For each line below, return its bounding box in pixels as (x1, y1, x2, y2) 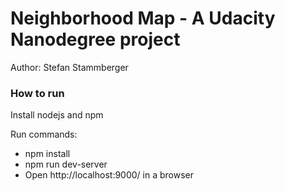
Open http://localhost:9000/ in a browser (24, 169, 195, 181)
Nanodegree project (10, 28, 181, 51)
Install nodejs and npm (10, 109, 104, 121)
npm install (24, 148, 71, 160)
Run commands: (10, 128, 78, 141)
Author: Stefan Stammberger (10, 61, 129, 73)
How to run (10, 86, 65, 100)
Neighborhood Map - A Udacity (10, 7, 276, 30)
